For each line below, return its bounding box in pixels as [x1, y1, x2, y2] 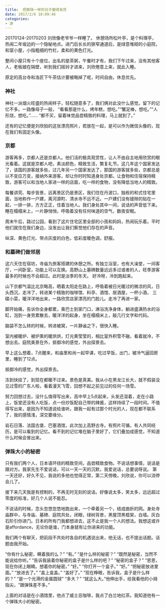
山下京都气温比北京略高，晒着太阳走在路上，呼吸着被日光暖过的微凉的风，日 [5, 283, 160, 289]
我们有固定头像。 [9, 129, 44, 135]
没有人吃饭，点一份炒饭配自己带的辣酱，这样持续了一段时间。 [26, 399, 151, 406]
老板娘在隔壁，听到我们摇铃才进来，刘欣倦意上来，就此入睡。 [13, 64, 138, 70]
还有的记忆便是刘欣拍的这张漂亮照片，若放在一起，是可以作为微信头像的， [5, 122, 156, 128]
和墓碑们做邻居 [5, 248, 41, 255]
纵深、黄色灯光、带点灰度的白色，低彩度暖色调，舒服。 [5, 235, 117, 241]
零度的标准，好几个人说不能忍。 [5, 495, 70, 501]
